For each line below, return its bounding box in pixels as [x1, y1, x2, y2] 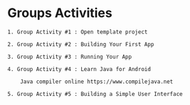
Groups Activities [7, 5, 112, 21]
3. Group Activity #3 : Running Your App [7, 53, 132, 60]
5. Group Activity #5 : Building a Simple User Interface [7, 90, 183, 97]
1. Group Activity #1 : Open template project [7, 28, 148, 35]
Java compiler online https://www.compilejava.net [20, 78, 174, 85]
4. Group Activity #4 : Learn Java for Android [7, 65, 152, 72]
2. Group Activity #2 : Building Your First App [7, 40, 154, 48]
